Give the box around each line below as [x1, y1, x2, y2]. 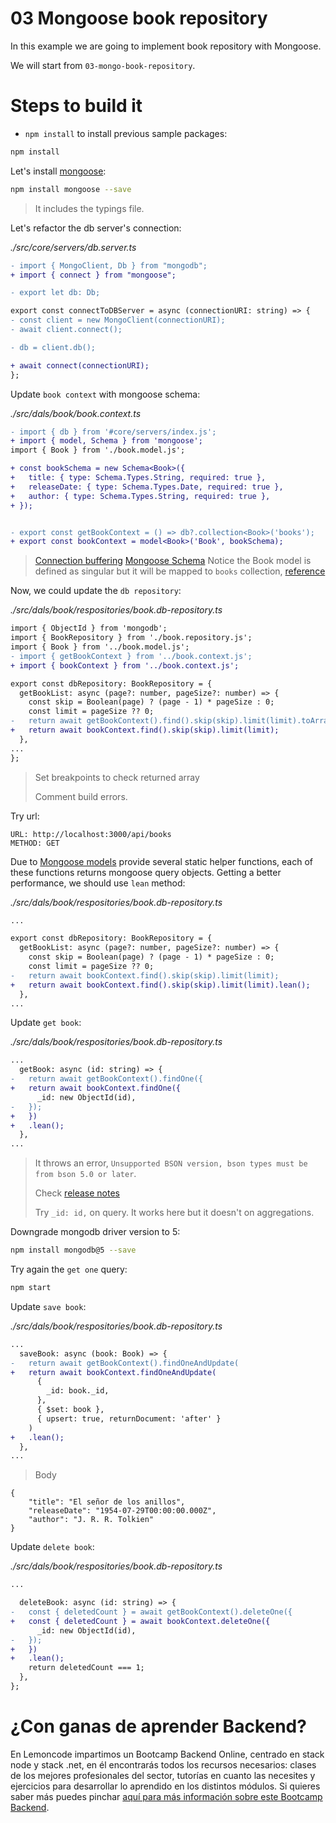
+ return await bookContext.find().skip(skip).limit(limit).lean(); [10, 980, 311, 990]
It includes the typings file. [34, 202, 145, 214]
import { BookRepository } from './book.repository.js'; [10, 633, 253, 643]
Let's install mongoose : [10, 165, 107, 177]
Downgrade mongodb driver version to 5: [10, 1226, 181, 1238]
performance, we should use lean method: [10, 877, 186, 889]
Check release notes [34, 1187, 120, 1199]
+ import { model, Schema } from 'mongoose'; [10, 436, 203, 446]
